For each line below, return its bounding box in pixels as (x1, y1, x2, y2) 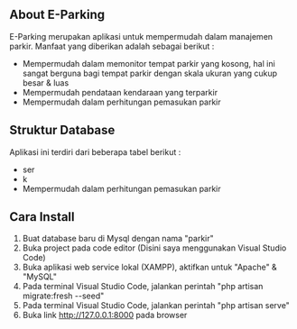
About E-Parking (9, 7, 106, 23)
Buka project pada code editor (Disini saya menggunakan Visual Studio (22, 242, 287, 253)
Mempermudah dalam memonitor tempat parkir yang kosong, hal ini (22, 58, 275, 69)
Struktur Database (9, 123, 116, 138)
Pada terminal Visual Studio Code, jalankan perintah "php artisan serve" (22, 300, 291, 311)
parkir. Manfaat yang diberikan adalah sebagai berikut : (9, 41, 215, 51)
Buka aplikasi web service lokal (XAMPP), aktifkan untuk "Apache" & (22, 261, 277, 273)
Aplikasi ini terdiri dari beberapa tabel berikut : (9, 146, 181, 157)
